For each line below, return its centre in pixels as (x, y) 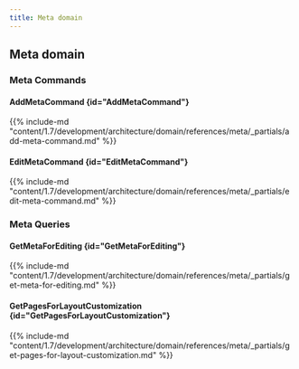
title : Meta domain (46, 18)
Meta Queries (40, 224)
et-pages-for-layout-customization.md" (83, 355)
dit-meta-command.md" (55, 201)
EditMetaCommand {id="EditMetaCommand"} (99, 161)
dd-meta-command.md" (55, 141)
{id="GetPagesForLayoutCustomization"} (90, 316)
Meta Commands (48, 80)
